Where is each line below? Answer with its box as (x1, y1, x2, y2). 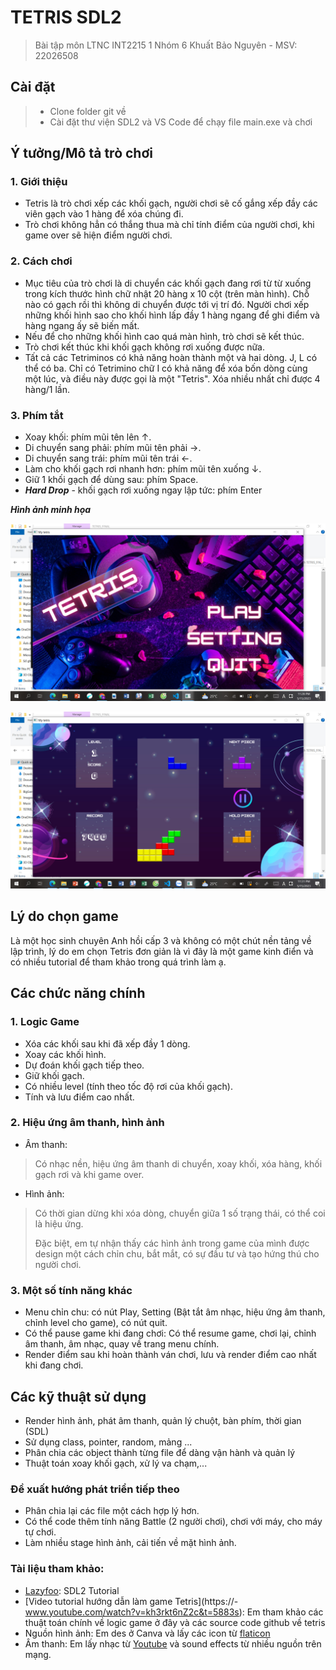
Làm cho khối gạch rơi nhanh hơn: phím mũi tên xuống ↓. (24, 463, 262, 475)
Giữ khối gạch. (24, 1069, 85, 1081)
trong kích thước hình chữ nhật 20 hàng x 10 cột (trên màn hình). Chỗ (24, 287, 310, 300)
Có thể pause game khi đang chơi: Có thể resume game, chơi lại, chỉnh (24, 1327, 317, 1340)
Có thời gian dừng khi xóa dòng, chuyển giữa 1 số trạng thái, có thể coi (34, 1207, 326, 1219)
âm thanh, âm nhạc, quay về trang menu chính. (24, 1338, 220, 1350)
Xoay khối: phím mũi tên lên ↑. (24, 431, 152, 443)
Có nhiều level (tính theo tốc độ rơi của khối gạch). (24, 1080, 233, 1092)
